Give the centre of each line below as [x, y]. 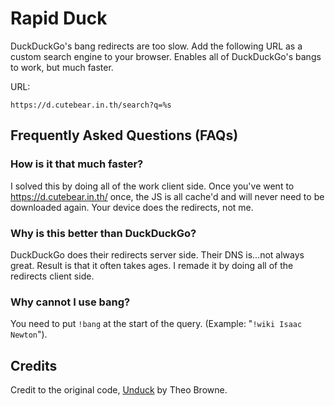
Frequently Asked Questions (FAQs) [124, 135]
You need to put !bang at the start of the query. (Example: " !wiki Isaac [156, 324]
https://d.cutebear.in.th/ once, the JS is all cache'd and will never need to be [167, 196]
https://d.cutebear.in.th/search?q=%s [91, 105]
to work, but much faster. [62, 67]
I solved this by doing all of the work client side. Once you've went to [152, 186]
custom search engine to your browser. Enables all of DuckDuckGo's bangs [166, 56]
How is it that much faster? [77, 164]
